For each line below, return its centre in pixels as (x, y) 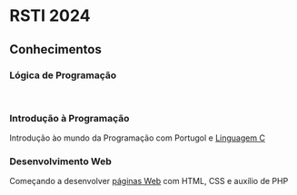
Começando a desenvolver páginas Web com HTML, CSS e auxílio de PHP (149, 181)
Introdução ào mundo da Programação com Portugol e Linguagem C (138, 138)
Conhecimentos (55, 49)
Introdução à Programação (69, 118)
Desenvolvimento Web (60, 161)
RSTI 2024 (50, 16)
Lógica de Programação (63, 75)
